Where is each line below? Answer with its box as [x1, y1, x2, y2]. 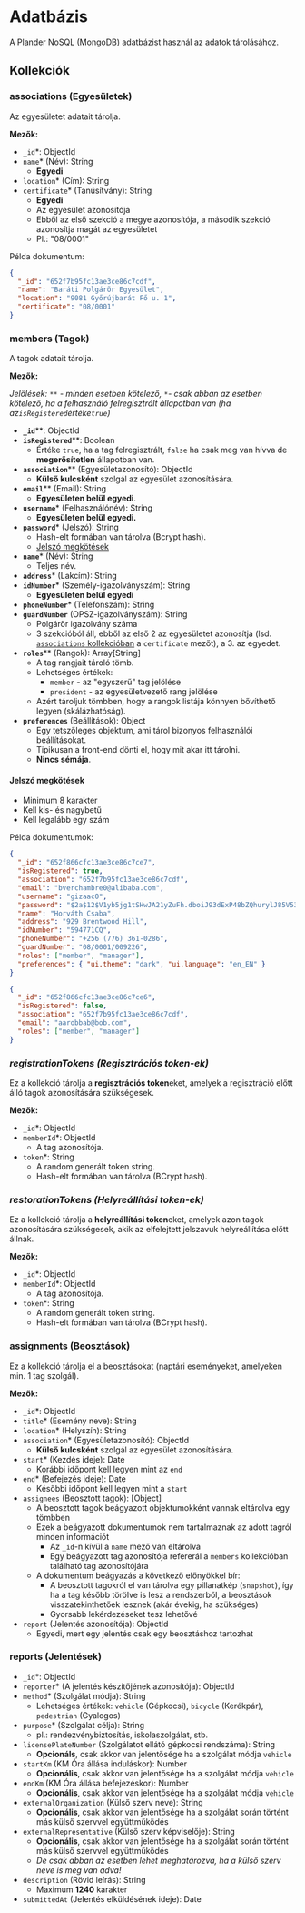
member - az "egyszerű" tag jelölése [49, 676, 182, 688]
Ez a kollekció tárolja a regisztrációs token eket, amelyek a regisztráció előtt [9, 1077, 293, 1088]
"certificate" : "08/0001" [17, 302, 116, 311]
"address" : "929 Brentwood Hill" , [17, 917, 148, 926]
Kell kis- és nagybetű [22, 805, 103, 815]
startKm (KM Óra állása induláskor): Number [22, 1758, 188, 1769]
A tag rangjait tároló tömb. [35, 657, 134, 668]
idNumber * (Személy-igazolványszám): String [22, 580, 191, 591]
